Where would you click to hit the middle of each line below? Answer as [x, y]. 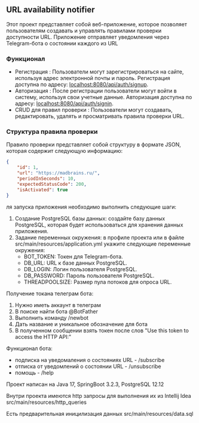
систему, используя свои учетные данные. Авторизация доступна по [103, 97]
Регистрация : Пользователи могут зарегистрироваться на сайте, [99, 72]
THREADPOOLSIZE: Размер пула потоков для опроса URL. [98, 282]
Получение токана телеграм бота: [50, 293]
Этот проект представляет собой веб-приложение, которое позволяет [97, 24]
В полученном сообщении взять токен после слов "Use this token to [102, 330]
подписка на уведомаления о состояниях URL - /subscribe [90, 360]
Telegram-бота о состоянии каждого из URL [62, 43]
